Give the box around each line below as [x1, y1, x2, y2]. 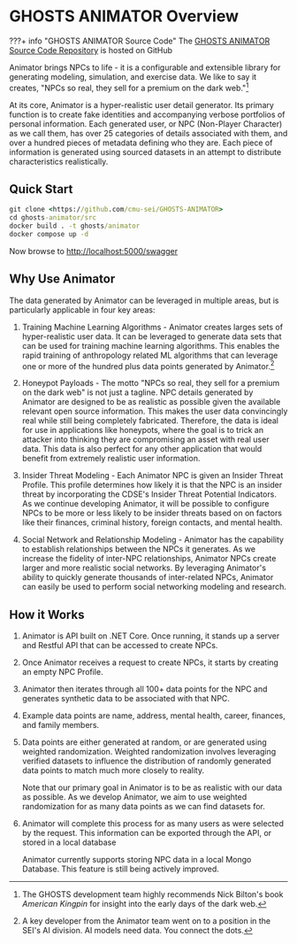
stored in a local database [21, 837, 117, 847]
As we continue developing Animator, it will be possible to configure [21, 499, 270, 509]
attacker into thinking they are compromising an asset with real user [21, 434, 270, 445]
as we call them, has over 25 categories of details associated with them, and [9, 128, 288, 138]
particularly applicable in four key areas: [9, 304, 156, 315]
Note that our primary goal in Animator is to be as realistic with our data [21, 782, 283, 793]
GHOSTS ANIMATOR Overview [9, 6, 239, 27]
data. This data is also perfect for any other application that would [21, 444, 263, 454]
